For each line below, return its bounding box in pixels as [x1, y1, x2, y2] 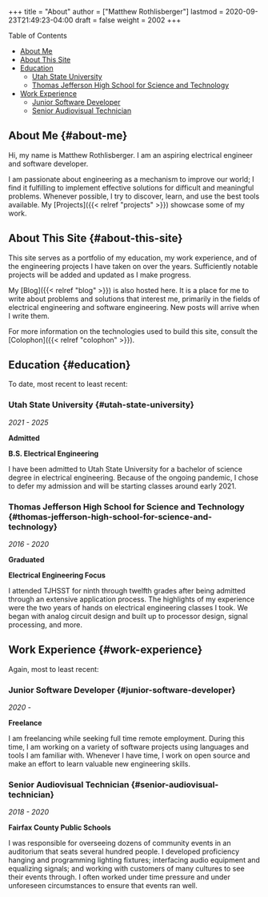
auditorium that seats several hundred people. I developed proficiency [8, 847, 240, 856]
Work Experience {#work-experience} [8, 643, 203, 657]
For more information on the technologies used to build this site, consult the [8, 326, 258, 336]
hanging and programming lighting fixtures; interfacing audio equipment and [8, 855, 260, 865]
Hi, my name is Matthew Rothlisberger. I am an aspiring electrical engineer [8, 150, 254, 159]
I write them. [8, 311, 50, 320]
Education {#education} [8, 358, 131, 372]
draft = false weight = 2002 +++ [74, 15, 182, 25]
